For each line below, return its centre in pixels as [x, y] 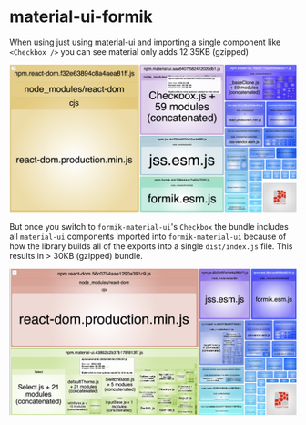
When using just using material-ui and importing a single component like [145, 42]
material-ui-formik [81, 17]
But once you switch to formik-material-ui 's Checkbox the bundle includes [149, 226]
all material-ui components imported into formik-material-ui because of [148, 236]
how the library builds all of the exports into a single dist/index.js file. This [151, 246]
